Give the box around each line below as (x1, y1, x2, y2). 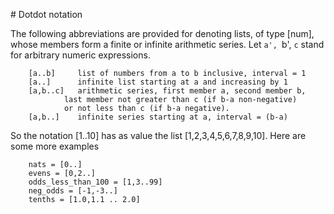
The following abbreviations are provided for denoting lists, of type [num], (10, 28, 315, 39)
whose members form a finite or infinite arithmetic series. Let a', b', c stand (10, 39, 325, 50)
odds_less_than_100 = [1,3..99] (28, 177, 163, 187)
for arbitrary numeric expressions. (10, 49, 151, 61)
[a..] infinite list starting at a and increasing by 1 (28, 77, 288, 87)
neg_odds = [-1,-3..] (28, 186, 118, 196)
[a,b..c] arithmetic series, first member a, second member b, (28, 86, 307, 96)
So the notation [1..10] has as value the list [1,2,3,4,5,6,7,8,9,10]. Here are (10, 130, 307, 141)
